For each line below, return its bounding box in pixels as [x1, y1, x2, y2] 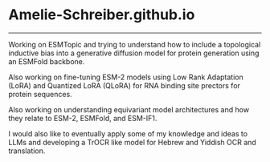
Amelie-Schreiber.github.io [8, 6, 195, 24]
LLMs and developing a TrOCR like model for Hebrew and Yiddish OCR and [8, 137, 257, 147]
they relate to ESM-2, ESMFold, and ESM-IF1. [8, 113, 157, 123]
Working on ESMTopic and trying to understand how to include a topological [8, 39, 261, 49]
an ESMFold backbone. [8, 56, 85, 66]
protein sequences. [8, 89, 72, 99]
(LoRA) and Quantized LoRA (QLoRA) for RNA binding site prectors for [8, 80, 241, 90]
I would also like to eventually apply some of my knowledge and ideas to [8, 128, 247, 138]
